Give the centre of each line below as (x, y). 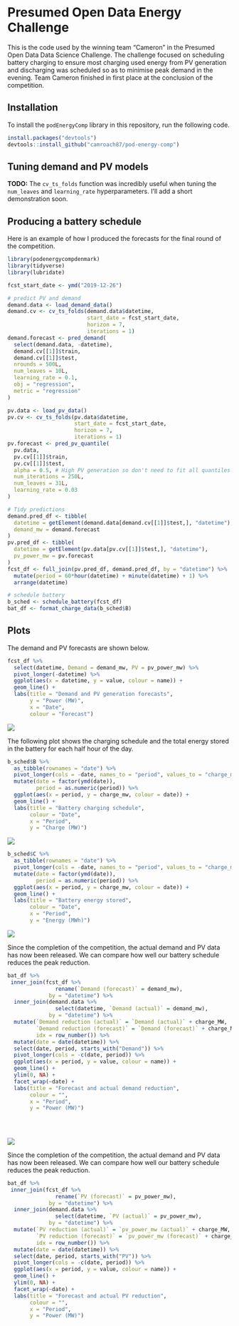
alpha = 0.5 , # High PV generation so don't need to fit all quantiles (122, 470)
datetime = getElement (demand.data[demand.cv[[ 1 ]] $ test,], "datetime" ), (124, 523)
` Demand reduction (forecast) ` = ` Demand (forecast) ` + (120, 1028)
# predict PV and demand (44, 298)
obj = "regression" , (44, 384)
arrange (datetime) (41, 582)
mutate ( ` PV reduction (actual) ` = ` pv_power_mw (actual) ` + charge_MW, (122, 1230)
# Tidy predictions (36, 509)
